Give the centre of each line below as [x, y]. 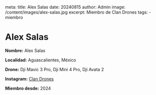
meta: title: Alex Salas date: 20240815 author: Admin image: [65, 7]
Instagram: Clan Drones [29, 79]
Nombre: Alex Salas [25, 50]
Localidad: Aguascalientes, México [41, 60]
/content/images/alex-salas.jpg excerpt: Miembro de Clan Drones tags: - [78, 12]
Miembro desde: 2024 [28, 88]
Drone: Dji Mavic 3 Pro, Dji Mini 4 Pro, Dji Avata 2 [55, 69]
